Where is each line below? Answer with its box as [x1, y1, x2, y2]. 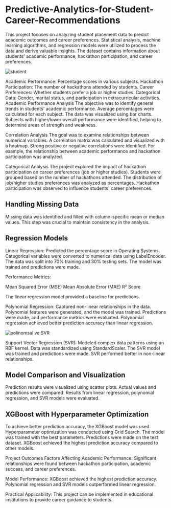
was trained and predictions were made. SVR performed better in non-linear [5, 350, 165, 357]
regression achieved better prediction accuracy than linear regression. [5, 320, 153, 326]
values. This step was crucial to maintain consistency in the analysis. [5, 219, 150, 225]
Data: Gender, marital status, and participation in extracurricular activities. [5, 95, 161, 101]
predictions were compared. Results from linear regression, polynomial [5, 390, 155, 396]
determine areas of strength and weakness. [5, 122, 97, 128]
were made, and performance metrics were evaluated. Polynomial [5, 314, 144, 320]
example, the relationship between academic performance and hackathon [5, 148, 161, 154]
